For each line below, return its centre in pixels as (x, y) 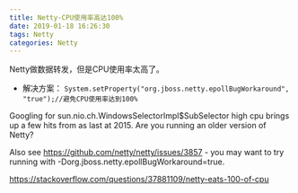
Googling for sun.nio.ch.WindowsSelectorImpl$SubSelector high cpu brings (149, 116)
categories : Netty (44, 43)
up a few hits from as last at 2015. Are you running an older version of (138, 126)
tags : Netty (31, 34)
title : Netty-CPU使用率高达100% (66, 18)
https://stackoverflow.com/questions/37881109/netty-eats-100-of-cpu (139, 180)
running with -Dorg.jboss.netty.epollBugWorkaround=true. (117, 162)
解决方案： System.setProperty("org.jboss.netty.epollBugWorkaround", (156, 88)
